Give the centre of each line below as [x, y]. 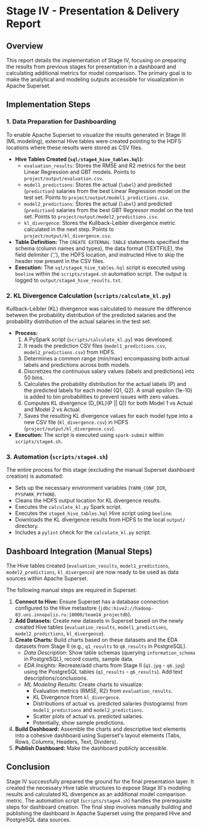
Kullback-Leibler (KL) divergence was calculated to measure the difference [99, 308]
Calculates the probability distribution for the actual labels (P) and [105, 384]
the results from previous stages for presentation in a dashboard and [91, 67]
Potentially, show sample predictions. [79, 723]
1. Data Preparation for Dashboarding [61, 122]
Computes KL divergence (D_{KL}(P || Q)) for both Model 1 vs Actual [108, 403]
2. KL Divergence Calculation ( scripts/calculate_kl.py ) [88, 296]
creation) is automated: [35, 476]
